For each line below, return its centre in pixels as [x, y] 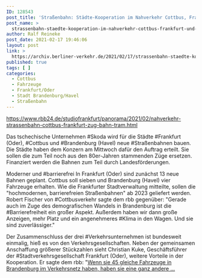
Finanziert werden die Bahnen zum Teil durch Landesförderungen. [88, 162]
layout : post [23, 46]
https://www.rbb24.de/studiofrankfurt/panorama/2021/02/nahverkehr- [94, 119]
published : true [26, 62]
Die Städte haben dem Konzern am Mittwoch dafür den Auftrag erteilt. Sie [98, 149]
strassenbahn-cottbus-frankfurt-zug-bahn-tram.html [72, 125]
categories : [21, 73]
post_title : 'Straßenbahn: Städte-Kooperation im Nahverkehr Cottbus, [96, 17]
